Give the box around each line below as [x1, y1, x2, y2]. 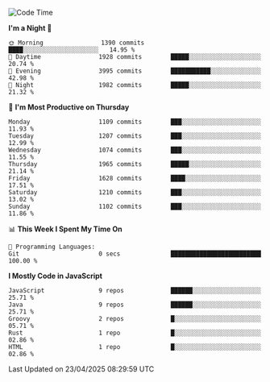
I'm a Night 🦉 [8, 23, 52, 32]
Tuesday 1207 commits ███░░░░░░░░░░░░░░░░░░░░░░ [8, 132, 262, 140]
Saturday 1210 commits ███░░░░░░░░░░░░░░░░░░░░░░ [8, 189, 262, 197]
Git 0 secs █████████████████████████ [8, 250, 262, 258]
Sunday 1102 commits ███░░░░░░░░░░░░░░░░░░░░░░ [8, 202, 262, 210]
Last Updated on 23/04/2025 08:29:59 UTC [8, 364, 155, 374]
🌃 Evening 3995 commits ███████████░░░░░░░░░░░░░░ [8, 67, 262, 75]
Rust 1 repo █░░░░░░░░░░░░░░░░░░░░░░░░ [8, 329, 262, 337]
